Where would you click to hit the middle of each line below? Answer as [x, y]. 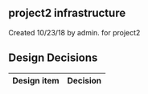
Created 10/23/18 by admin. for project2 [74, 32]
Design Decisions [53, 58]
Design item [36, 80]
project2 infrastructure [67, 13]
